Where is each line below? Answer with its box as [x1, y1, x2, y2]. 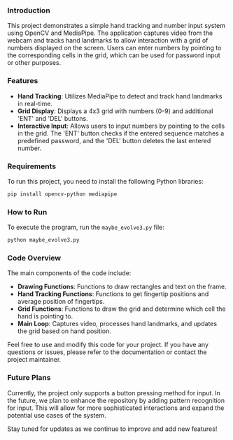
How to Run [7, 207, 48, 217]
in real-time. [17, 99, 52, 108]
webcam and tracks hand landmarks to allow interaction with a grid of [7, 36, 209, 45]
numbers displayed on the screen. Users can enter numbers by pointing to [7, 44, 222, 52]
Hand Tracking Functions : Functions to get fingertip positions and [17, 290, 209, 298]
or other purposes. [7, 59, 62, 67]
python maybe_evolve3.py [7, 237, 80, 244]
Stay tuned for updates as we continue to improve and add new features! [7, 425, 218, 433]
